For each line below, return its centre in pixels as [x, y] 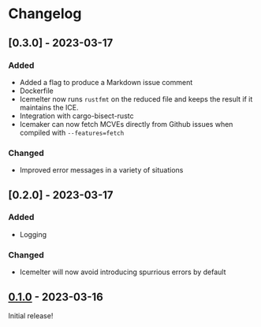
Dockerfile [36, 91]
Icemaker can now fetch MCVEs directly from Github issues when [126, 124]
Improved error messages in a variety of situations [101, 170]
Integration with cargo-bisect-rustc [76, 116]
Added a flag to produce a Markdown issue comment [106, 82]
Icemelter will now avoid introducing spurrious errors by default [123, 272]
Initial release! [31, 315]
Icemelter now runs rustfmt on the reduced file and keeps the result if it [136, 98]
